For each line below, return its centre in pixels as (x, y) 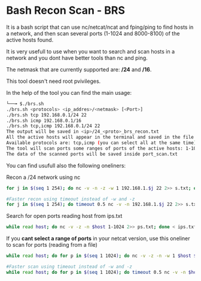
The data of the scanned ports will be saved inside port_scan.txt (92, 154)
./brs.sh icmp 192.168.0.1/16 (44, 121)
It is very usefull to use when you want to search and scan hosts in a (91, 51)
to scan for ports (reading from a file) (52, 245)
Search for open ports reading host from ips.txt (64, 216)
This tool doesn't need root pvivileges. (54, 81)
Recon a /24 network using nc (43, 177)
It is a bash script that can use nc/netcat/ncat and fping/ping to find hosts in (100, 27)
